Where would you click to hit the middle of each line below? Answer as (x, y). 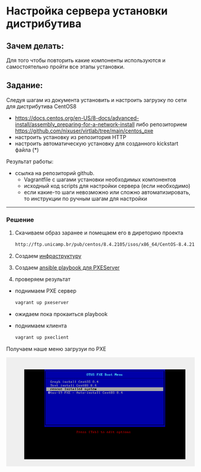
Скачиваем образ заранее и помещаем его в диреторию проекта (99, 233)
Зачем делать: (35, 46)
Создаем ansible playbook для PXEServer (67, 267)
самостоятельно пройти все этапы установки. (66, 67)
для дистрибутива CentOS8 (41, 106)
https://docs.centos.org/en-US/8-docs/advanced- (77, 118)
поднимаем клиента (41, 326)
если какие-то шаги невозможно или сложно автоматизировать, (107, 192)
